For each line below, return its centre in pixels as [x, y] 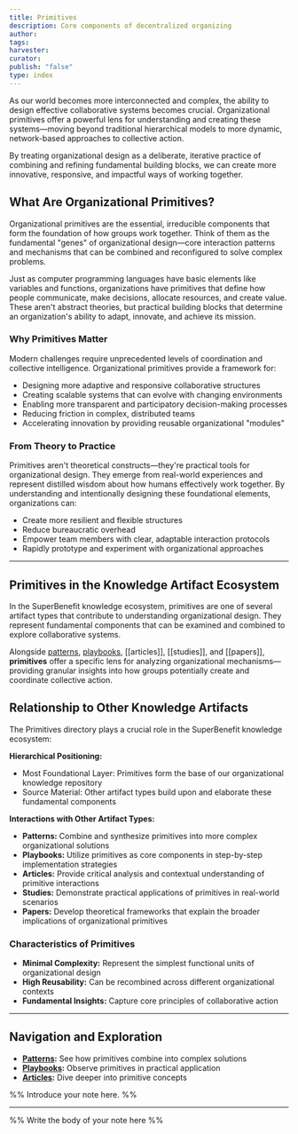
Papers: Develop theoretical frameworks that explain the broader [141, 911]
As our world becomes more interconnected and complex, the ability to [139, 100]
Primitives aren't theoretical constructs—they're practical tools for [129, 465]
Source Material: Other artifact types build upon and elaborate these [147, 792]
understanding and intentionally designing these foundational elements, [140, 494]
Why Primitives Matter [59, 339]
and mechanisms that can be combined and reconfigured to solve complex [146, 252]
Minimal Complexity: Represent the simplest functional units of [138, 964]
